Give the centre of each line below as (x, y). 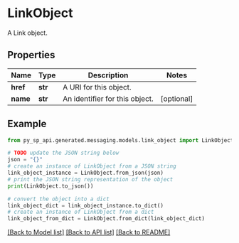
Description (108, 75)
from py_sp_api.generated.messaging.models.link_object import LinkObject (121, 140)
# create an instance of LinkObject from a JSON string (92, 166)
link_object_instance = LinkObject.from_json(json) (85, 173)
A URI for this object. (97, 87)
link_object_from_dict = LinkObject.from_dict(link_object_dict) (106, 219)
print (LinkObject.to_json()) (51, 186)
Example (27, 124)
